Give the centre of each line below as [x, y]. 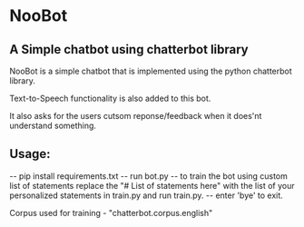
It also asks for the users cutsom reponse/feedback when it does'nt [136, 116]
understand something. [53, 125]
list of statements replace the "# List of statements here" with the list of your [152, 185]
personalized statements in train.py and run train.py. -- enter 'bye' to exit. [146, 195]
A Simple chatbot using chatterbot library [129, 49]
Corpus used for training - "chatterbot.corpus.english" [111, 212]
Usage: [30, 154]
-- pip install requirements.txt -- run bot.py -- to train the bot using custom [149, 176]
